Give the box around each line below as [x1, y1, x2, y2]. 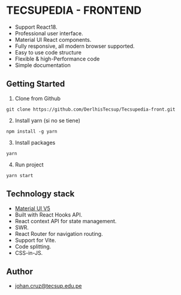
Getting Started [6, 79, 65, 89]
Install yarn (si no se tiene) [14, 117, 81, 124]
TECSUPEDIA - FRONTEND [6, 4, 142, 17]
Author [6, 266, 33, 276]
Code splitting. [14, 243, 52, 250]
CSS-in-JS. [14, 249, 43, 256]
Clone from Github [14, 95, 61, 102]
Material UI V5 [14, 205, 50, 212]
